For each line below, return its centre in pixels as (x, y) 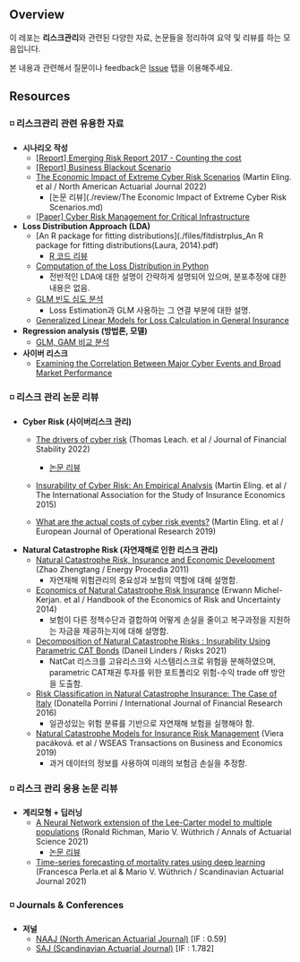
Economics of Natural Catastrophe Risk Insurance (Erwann (144, 589)
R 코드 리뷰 (68, 255)
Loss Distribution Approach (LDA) (86, 226)
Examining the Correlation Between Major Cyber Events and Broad (159, 363)
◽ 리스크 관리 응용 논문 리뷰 (64, 788)
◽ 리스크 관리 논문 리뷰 (54, 398)
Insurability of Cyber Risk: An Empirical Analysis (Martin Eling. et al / (161, 485)
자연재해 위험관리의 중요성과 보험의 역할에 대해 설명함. (144, 580)
